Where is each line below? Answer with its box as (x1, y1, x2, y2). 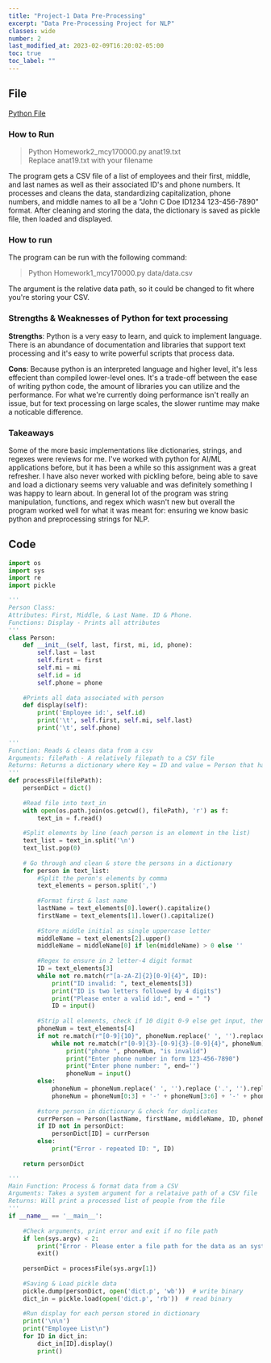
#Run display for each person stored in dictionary (23, 1310, 200, 1318)
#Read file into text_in (23, 799, 106, 807)
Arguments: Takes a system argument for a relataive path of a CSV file (8, 1189, 258, 1197)
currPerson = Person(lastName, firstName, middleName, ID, (37, 1115, 240, 1123)
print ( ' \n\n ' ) (23, 1317, 70, 1326)
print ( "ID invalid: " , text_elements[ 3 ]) (51, 979, 194, 987)
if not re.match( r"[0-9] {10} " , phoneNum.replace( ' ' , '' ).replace (37, 1032, 265, 1040)
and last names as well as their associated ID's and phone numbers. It (8, 179, 240, 189)
